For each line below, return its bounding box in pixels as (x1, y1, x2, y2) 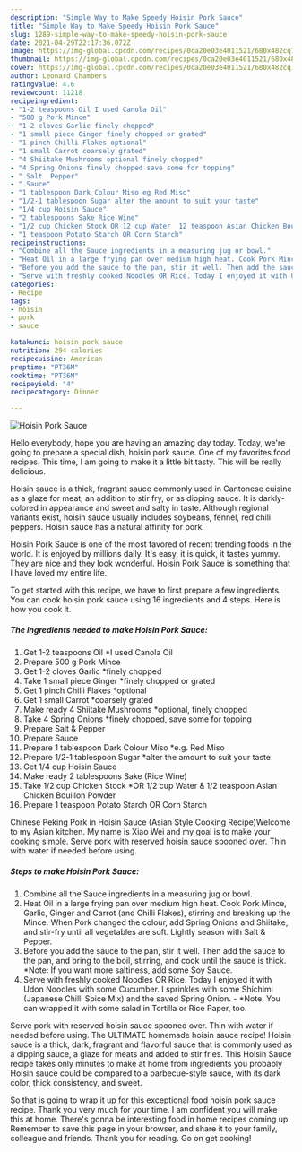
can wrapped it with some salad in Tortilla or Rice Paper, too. (22, 1003, 247, 1014)
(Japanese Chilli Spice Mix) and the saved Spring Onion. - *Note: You (22, 993, 281, 1004)
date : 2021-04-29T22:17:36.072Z (10, 38, 131, 48)
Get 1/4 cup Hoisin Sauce (22, 761, 117, 772)
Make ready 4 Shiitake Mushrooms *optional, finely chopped (22, 705, 248, 715)
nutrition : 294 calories (10, 346, 103, 355)
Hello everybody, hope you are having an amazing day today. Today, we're (10, 437, 286, 448)
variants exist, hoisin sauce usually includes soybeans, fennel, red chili (10, 512, 272, 523)
